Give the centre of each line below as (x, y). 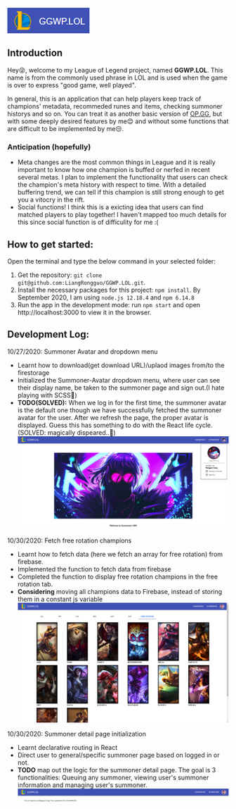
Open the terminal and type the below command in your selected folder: (111, 261)
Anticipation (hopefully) (49, 147)
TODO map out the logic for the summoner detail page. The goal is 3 (117, 770)
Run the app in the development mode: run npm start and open (109, 304)
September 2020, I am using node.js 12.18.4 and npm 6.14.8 (106, 297)
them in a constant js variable (60, 599)
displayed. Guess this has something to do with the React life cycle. (115, 425)
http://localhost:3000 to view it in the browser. (84, 312)
